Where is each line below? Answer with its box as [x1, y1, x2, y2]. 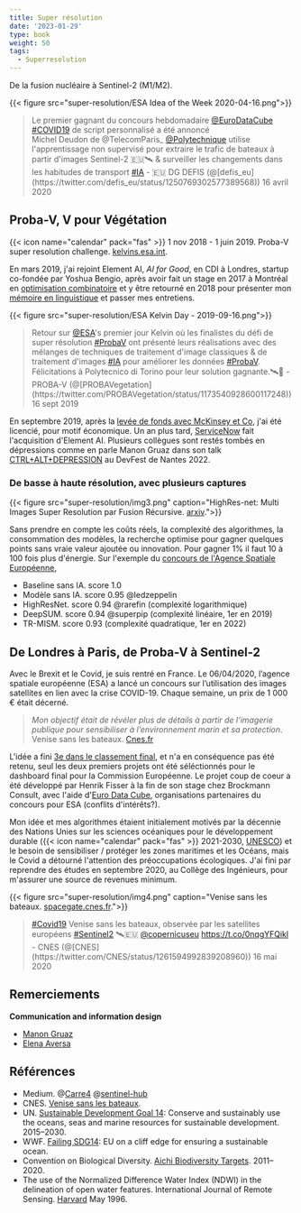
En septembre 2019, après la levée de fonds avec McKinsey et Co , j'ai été [9, 416, 282, 427]
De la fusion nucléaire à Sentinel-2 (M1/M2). [9, 80, 173, 90]
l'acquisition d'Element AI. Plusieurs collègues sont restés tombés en [9, 435, 266, 446]
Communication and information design [9, 1011, 162, 1022]
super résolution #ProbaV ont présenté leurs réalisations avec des [31, 336, 277, 347]
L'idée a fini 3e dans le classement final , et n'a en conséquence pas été [9, 750, 275, 762]
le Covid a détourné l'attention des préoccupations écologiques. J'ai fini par [9, 854, 291, 866]
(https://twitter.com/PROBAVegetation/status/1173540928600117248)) [31, 389, 292, 400]
